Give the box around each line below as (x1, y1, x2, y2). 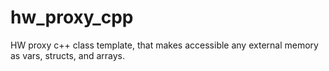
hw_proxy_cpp (10, 6, 134, 29)
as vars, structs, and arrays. (10, 49, 126, 61)
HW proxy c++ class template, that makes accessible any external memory (10, 39, 319, 51)
